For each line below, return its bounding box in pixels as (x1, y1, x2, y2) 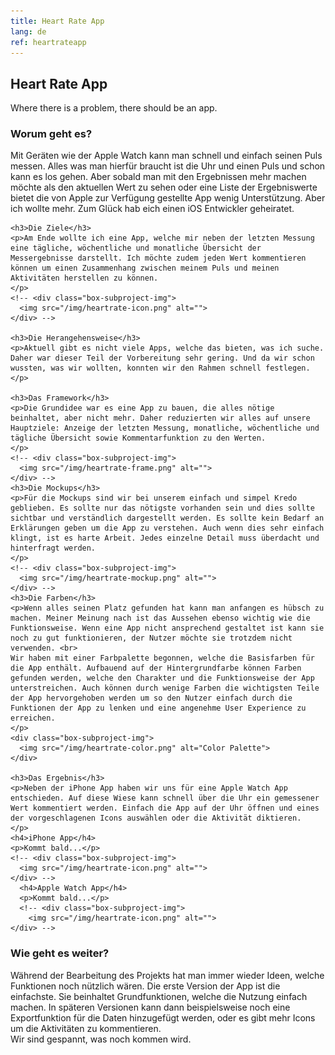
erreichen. (10, 713, 56, 724)
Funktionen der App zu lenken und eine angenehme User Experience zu (10, 703, 307, 714)
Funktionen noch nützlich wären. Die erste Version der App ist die (10, 980, 281, 992)
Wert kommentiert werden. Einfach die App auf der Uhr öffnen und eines (10, 803, 320, 814)
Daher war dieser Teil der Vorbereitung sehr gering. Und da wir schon (10, 353, 315, 364)
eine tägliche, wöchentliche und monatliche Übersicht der (10, 243, 262, 254)
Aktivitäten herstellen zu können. (10, 273, 159, 284)
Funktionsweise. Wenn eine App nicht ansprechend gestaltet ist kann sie (10, 623, 325, 634)
